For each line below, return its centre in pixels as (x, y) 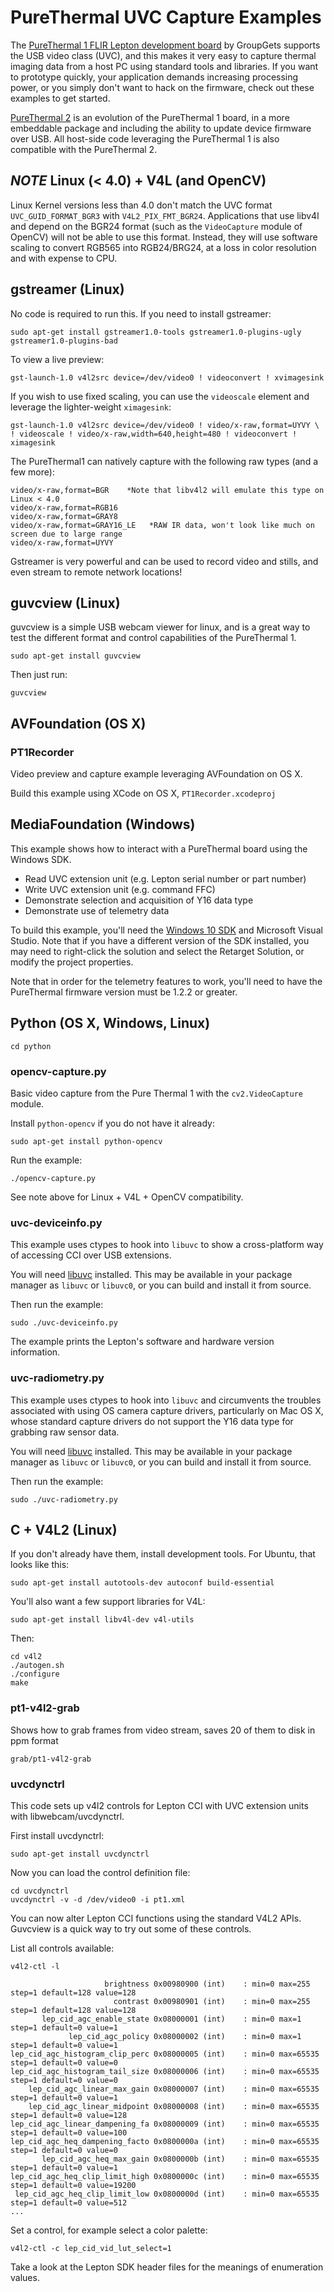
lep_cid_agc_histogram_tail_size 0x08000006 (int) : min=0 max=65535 (165, 2071)
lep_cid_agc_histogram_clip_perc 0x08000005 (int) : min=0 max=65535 (165, 2054)
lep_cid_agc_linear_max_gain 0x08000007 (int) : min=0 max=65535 (174, 2089)
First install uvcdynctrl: (57, 1835)
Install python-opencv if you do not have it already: (113, 1123)
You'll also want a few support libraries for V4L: (108, 1602)
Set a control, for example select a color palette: (109, 2230)
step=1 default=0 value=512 (69, 2202)
